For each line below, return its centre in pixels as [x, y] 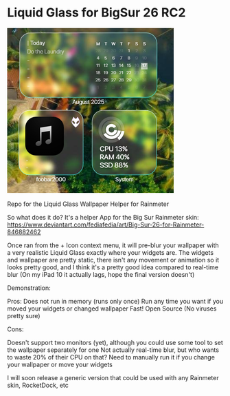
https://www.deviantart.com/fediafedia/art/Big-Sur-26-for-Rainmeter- [106, 225]
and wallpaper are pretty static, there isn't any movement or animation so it [113, 260]
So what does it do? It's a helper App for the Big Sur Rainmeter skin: [103, 217]
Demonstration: [29, 288]
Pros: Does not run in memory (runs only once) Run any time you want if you [115, 301]
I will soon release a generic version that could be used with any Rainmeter [113, 377]
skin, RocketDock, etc [38, 385]
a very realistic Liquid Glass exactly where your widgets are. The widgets [111, 252]
